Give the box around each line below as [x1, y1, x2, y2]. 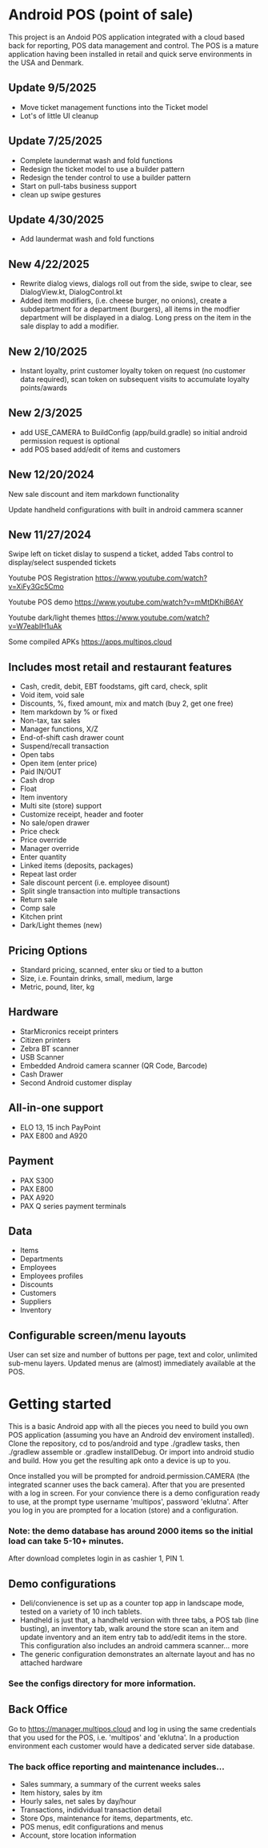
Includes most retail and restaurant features [8, 660, 232, 674]
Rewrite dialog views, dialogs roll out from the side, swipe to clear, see [19, 279, 252, 288]
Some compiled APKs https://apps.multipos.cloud [8, 637, 172, 647]
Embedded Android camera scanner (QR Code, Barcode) [19, 1060, 208, 1070]
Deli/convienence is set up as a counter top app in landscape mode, [19, 1598, 245, 1608]
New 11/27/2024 [8, 528, 92, 542]
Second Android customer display [19, 1077, 132, 1087]
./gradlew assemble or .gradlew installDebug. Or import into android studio [8, 1447, 254, 1457]
